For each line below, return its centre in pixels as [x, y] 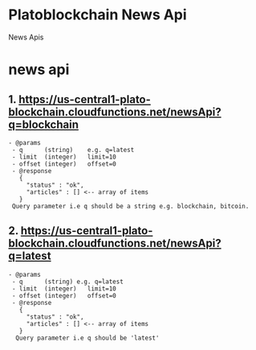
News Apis [26, 37]
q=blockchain [43, 124]
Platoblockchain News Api [98, 15]
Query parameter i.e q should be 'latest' [87, 338]
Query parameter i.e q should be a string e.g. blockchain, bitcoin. [130, 206]
